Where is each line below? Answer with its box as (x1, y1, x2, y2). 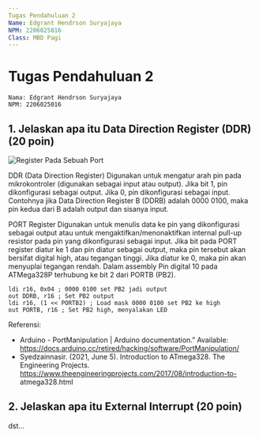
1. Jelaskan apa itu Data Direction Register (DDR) (8, 122, 252, 135)
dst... (8, 420, 25, 431)
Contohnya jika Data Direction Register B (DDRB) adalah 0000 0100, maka (8, 196, 249, 205)
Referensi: (8, 320, 42, 329)
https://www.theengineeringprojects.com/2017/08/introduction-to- (19, 369, 237, 378)
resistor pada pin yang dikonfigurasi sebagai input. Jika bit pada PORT (8, 236, 238, 246)
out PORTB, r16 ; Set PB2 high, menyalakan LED (8, 306, 168, 314)
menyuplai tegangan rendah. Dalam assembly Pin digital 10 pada (8, 262, 219, 271)
